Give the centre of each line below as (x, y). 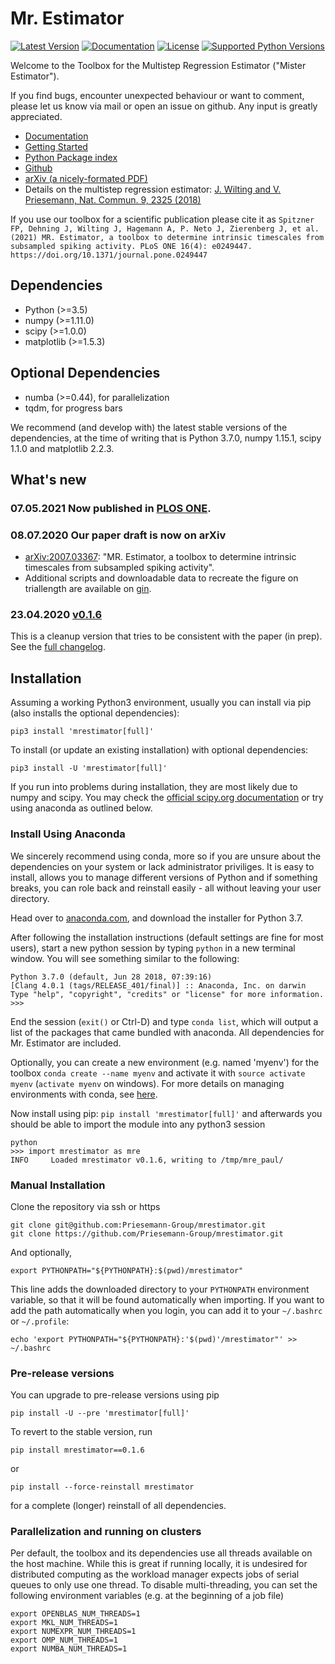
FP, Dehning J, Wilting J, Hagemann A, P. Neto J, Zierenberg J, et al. (165, 228)
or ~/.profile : (40, 1321)
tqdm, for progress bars (73, 408)
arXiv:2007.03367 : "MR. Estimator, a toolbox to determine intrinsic (160, 557)
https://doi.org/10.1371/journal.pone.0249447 (109, 255)
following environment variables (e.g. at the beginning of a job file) (147, 1596)
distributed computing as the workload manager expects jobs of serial (155, 1574)
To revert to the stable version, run (81, 1432)
